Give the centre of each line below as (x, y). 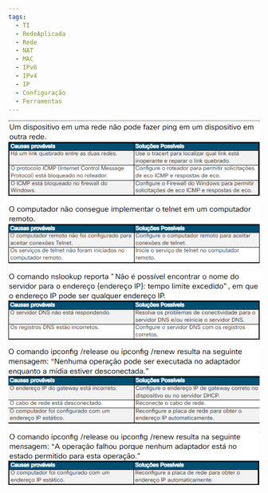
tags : (17, 17)
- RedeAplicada (41, 34)
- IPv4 (26, 76)
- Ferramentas (39, 101)
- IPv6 (26, 68)
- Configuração (41, 93)
